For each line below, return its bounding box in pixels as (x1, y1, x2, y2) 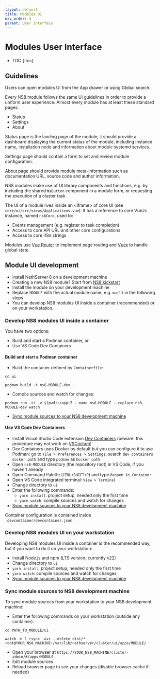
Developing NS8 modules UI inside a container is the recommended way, (5, 540, 151, 546)
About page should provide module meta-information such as (5, 168, 128, 174)
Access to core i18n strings (12, 232, 66, 238)
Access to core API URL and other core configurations (12, 227, 121, 233)
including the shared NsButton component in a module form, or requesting (5, 188, 153, 194)
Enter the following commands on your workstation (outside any (12, 613, 140, 619)
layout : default (5, 7, 38, 12)
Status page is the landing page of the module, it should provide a (5, 134, 137, 139)
